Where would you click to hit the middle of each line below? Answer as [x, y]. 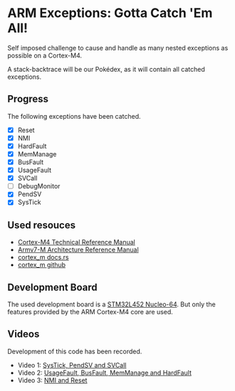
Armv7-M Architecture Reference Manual [78, 250]
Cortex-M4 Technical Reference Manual [76, 242]
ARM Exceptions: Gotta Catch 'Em [110, 13]
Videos [23, 334]
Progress [28, 99]
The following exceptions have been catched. [74, 116]
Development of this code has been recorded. [75, 351]
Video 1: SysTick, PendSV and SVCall [72, 365]
